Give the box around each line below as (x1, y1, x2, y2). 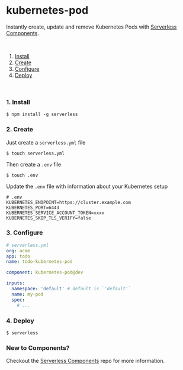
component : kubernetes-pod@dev (6, 269, 84, 275)
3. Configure (6, 228, 43, 237)
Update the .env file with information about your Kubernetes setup (6, 183, 168, 190)
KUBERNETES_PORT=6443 (6, 205, 60, 211)
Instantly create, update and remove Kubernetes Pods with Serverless (6, 23, 177, 30)
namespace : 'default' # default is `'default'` (11, 286, 131, 292)
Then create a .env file (6, 161, 61, 168)
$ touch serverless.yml (6, 150, 65, 156)
